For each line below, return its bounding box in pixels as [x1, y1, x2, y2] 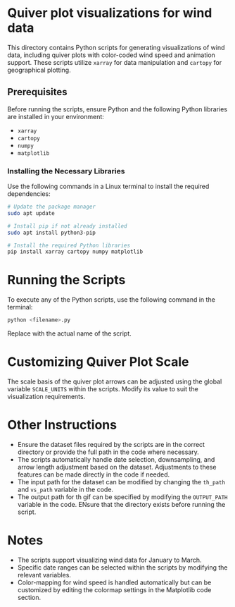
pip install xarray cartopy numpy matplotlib [7, 248, 143, 255]
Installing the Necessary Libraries [7, 166, 125, 176]
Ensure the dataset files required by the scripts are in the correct [17, 440, 205, 448]
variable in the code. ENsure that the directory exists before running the [17, 500, 226, 508]
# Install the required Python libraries [7, 242, 131, 249]
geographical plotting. [7, 66, 72, 74]
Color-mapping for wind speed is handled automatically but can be [17, 578, 212, 587]
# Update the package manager [7, 203, 96, 211]
